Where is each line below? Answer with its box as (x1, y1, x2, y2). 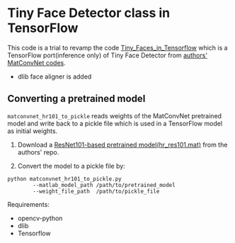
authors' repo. (17, 147, 59, 157)
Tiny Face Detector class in (7, 5, 171, 21)
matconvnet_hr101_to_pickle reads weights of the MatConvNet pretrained (7, 111, 222, 120)
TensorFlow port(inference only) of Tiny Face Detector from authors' (7, 51, 207, 60)
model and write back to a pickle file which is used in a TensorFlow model (7, 119, 223, 128)
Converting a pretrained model (7, 93, 146, 105)
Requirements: (7, 200, 50, 208)
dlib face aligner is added (17, 72, 92, 81)
